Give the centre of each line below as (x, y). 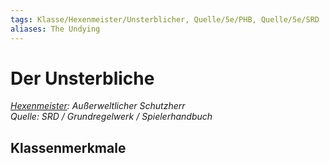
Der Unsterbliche (82, 78)
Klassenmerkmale (68, 147)
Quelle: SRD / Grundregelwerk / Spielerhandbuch (111, 117)
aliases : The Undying (55, 29)
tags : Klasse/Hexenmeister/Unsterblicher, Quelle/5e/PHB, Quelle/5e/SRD (165, 19)
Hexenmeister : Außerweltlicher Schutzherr (98, 106)
